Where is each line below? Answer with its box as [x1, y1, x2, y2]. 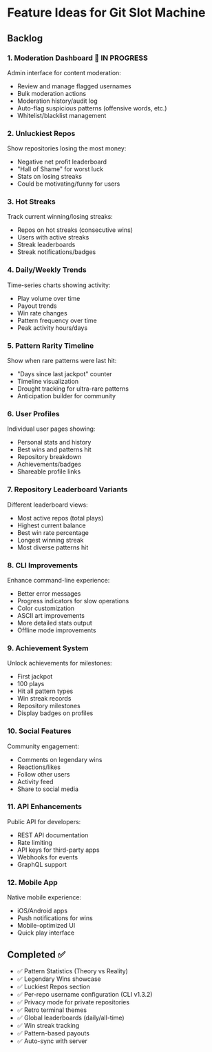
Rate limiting [17, 838, 53, 846]
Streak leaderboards [17, 240, 76, 249]
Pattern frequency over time [17, 316, 98, 324]
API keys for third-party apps [17, 846, 100, 854]
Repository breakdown [17, 453, 82, 461]
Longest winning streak [17, 536, 84, 544]
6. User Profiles [7, 409, 60, 418]
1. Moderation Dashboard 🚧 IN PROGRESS [7, 53, 148, 63]
